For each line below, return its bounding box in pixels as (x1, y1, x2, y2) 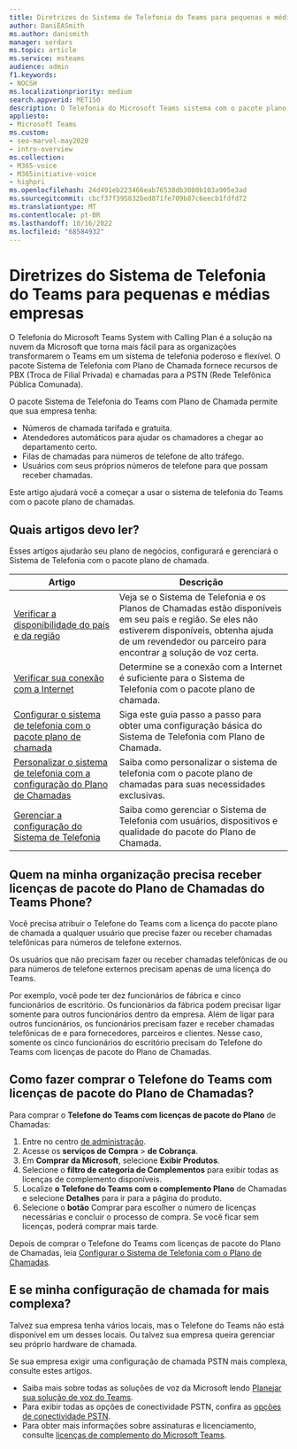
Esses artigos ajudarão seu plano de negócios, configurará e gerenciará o (9, 546, 278, 556)
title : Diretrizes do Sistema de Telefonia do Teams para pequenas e (9, 12, 271, 22)
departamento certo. (21, 442, 98, 453)
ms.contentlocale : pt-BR (9, 210, 101, 220)
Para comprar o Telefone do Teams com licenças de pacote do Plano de (9, 1109, 277, 1120)
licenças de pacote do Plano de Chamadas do (9, 880, 265, 895)
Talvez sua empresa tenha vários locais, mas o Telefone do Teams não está (9, 1320, 285, 1330)
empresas (9, 303, 84, 323)
